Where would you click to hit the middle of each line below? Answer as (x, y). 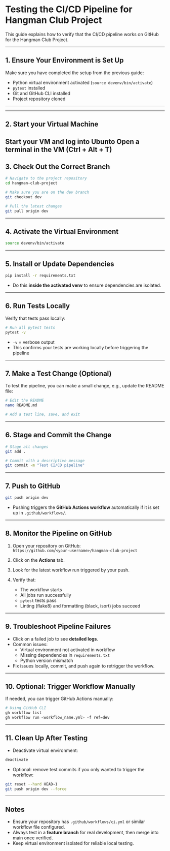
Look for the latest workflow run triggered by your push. (71, 570)
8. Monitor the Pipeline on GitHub (59, 534)
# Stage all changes (27, 447)
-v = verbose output (33, 342)
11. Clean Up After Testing (47, 738)
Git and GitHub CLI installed (41, 93)
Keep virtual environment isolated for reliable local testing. (73, 843)
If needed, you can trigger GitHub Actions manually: (59, 699)
